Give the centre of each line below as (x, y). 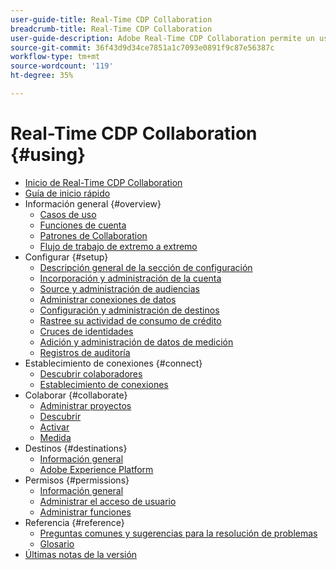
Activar (54, 427)
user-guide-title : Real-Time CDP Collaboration (111, 19)
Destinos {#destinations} (76, 448)
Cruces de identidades (86, 331)
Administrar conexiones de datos (108, 299)
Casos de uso (68, 214)
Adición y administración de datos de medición (136, 342)
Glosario (57, 543)
